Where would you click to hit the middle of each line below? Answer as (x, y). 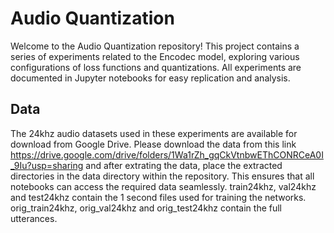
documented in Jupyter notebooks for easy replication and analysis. (150, 78)
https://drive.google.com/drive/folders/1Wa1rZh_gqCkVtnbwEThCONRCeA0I (167, 154)
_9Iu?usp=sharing (47, 165)
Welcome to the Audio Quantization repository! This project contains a (155, 46)
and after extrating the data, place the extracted (184, 165)
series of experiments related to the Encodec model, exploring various (155, 56)
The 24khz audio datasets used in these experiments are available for (154, 133)
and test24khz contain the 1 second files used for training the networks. (158, 197)
